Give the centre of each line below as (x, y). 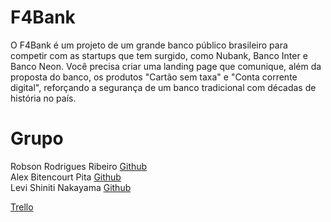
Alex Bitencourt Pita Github (66, 177)
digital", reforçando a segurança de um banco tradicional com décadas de (163, 87)
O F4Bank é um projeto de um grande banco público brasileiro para (149, 45)
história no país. (43, 98)
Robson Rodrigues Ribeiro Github (79, 166)
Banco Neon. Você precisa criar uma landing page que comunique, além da (166, 66)
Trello (22, 207)
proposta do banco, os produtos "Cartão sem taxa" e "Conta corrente (154, 77)
